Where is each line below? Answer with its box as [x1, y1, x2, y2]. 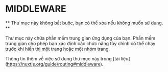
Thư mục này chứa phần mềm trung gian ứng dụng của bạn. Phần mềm [5, 35, 156, 41]
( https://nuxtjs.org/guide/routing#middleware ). [5, 61, 104, 67]
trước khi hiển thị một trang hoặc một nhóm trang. [5, 46, 110, 52]
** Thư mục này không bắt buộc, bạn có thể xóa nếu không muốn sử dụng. [5, 20, 163, 26]
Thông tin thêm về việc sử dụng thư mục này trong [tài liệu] [5, 55, 130, 61]
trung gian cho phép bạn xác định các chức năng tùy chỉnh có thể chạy [5, 40, 156, 46]
